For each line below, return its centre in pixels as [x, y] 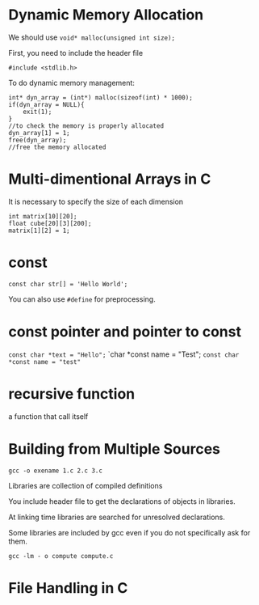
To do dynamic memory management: [72, 82]
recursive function [72, 393]
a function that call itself [48, 416]
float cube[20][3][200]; [50, 223]
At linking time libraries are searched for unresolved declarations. [117, 517]
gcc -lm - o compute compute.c [61, 556]
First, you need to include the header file [76, 53]
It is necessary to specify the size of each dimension [96, 201]
